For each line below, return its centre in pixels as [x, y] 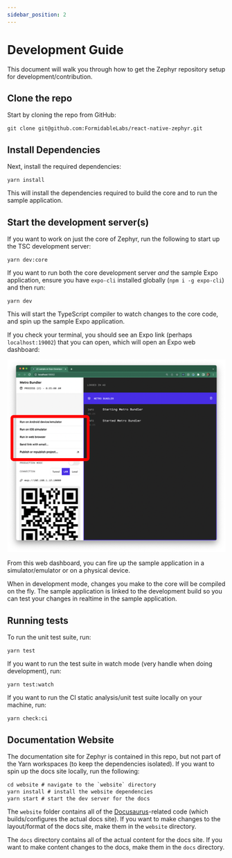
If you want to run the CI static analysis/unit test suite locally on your [105, 698]
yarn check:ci [28, 718]
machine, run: [27, 705]
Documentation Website [61, 740]
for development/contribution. [50, 76]
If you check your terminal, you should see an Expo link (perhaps [100, 335]
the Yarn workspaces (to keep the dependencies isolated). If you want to [111, 764]
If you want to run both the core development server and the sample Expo [113, 273]
